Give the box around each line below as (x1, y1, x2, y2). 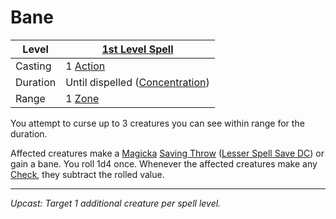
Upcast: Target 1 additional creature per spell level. (10, 197, 222, 209)
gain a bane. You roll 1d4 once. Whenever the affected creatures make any (10, 157, 318, 170)
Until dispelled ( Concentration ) (65, 75, 210, 89)
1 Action (65, 59, 106, 73)
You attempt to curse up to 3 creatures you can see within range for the (10, 117, 305, 129)
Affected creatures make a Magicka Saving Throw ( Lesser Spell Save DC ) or (10, 147, 325, 159)
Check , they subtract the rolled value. (10, 168, 165, 180)
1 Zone (65, 91, 100, 105)
